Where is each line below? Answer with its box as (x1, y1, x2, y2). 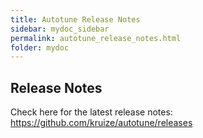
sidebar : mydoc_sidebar (10, 24, 110, 34)
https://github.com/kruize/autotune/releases (10, 117, 193, 129)
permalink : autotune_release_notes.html (10, 33, 182, 43)
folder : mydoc (10, 42, 70, 53)
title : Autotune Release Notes (10, 14, 141, 25)
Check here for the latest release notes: (10, 106, 173, 118)
